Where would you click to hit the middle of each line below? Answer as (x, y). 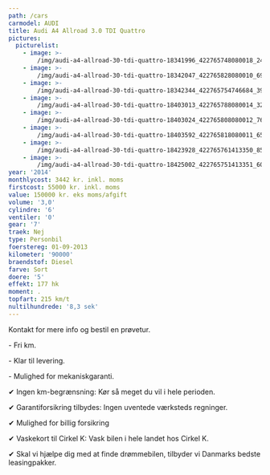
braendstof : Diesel (41, 262)
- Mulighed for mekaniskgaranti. (61, 376)
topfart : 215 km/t (39, 299)
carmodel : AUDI (34, 23)
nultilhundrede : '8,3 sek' (53, 307)
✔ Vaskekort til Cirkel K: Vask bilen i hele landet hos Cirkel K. (108, 438)
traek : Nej (27, 232)
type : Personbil (35, 240)
